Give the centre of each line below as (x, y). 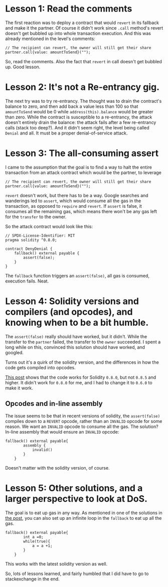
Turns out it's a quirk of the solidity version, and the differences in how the (82, 362)
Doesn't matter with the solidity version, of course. (57, 468)
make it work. (19, 388)
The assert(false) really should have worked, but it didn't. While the (76, 336)
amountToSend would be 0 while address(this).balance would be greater (79, 111)
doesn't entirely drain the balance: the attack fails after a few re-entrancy (81, 122)
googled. (15, 352)
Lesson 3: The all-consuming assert (82, 153)
